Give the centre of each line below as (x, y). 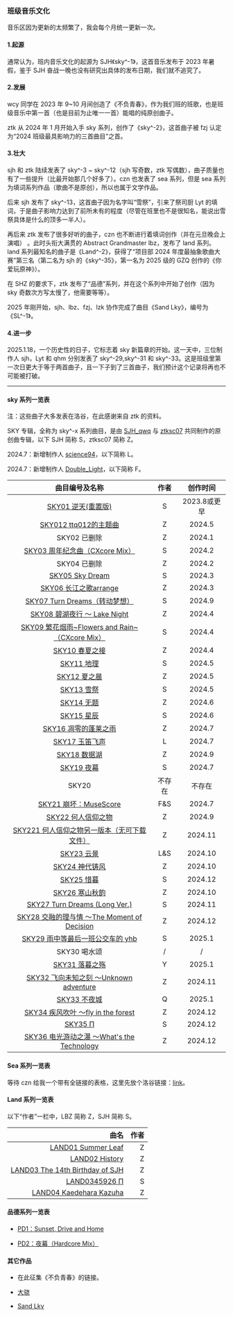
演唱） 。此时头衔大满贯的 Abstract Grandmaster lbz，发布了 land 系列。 (111, 243)
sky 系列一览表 (28, 399)
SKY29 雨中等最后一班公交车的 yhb (79, 939)
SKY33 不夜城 (79, 1000)
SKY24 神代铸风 (79, 867)
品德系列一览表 (28, 1212)
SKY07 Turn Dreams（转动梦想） (79, 601)
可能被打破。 (25, 376)
